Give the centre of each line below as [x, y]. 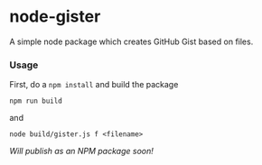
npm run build [36, 101]
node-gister [55, 17]
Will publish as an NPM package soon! [81, 151]
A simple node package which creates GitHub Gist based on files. [131, 41]
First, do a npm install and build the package [94, 85]
